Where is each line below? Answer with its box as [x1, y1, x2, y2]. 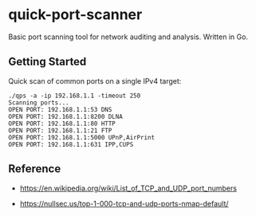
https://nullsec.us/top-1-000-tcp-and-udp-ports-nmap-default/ [19, 198, 229, 208]
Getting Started [8, 55, 87, 69]
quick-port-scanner [8, 6, 143, 24]
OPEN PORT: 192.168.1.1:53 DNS [8, 105, 112, 113]
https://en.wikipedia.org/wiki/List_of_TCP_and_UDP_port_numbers [19, 183, 238, 193]
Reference [8, 162, 61, 176]
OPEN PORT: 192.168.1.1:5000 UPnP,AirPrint [8, 133, 156, 141]
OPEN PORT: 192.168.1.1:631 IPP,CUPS [8, 140, 134, 148]
